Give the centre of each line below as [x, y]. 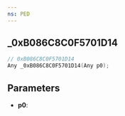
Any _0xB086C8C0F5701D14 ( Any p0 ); [59, 66]
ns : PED [19, 14]
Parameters [34, 88]
